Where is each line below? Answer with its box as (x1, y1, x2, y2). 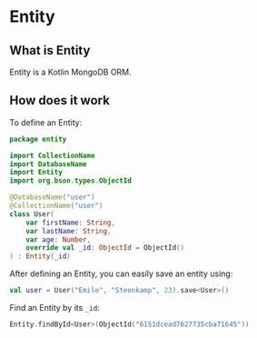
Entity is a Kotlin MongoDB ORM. (9, 66, 132, 77)
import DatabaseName (9, 159, 88, 169)
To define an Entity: (9, 116, 83, 128)
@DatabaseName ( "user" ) (9, 193, 95, 202)
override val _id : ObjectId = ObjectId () (25, 244, 184, 253)
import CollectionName (9, 151, 95, 160)
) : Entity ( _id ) (9, 252, 71, 261)
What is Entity (9, 43, 91, 58)
